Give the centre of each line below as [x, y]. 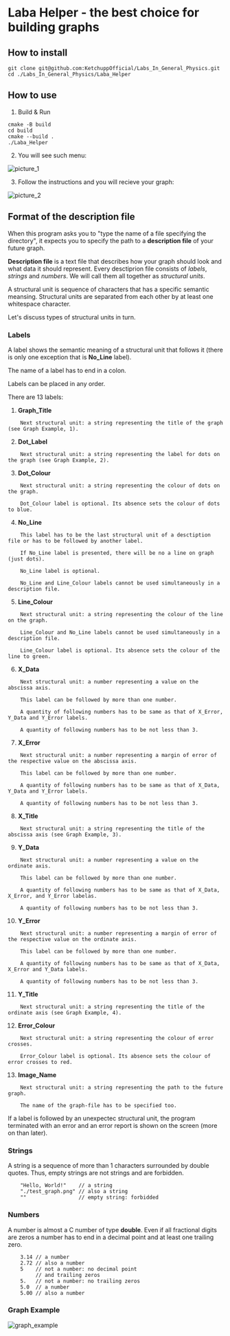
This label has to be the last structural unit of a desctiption [116, 535]
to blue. [20, 510]
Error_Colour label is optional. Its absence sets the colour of [116, 1056]
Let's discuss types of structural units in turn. [72, 317]
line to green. [30, 656]
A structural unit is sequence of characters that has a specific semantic [108, 289]
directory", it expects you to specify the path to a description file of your [111, 240]
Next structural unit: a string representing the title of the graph [122, 423]
